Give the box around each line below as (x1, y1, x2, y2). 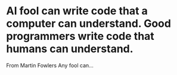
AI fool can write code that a (6, 4, 148, 18)
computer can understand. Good (6, 17, 172, 30)
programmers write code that (6, 30, 155, 43)
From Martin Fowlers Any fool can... (6, 61, 94, 69)
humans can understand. (6, 42, 133, 56)
